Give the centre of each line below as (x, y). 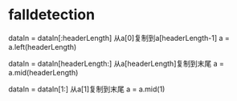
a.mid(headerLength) (43, 72)
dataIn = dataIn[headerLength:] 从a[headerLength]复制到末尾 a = (116, 63)
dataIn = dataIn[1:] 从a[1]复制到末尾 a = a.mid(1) (87, 89)
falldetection (51, 15)
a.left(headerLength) (43, 46)
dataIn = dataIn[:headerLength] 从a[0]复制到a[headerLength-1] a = (119, 38)
